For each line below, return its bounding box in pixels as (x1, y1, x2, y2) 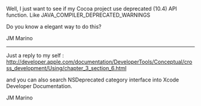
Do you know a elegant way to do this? (6, 23, 102, 30)
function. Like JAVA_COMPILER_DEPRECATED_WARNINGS (6, 11, 151, 19)
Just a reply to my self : (6, 52, 64, 59)
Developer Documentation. (6, 83, 73, 89)
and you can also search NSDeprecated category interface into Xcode (6, 76, 179, 83)
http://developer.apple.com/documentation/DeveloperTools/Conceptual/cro (6, 58, 193, 65)
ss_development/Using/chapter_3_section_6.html (6, 65, 127, 71)
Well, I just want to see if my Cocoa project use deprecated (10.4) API (6, 5, 178, 12)
